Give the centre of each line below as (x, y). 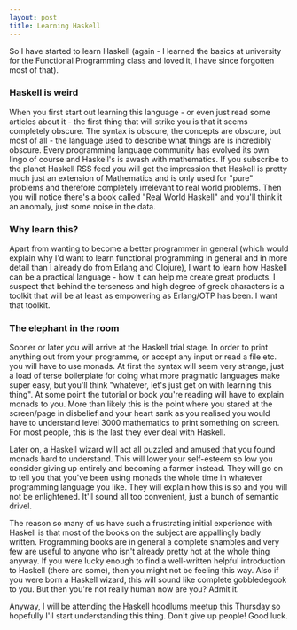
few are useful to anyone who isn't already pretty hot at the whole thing (140, 552)
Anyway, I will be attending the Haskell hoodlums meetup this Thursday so (145, 606)
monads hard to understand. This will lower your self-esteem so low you (141, 459)
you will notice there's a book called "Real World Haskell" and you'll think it (146, 197)
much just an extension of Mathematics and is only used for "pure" (131, 177)
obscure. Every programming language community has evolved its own (139, 150)
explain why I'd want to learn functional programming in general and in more (148, 258)
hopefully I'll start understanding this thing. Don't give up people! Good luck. (148, 616)
